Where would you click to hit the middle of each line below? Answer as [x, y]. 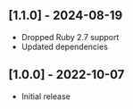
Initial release [46, 96]
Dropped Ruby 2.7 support [70, 37]
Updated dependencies [65, 46]
